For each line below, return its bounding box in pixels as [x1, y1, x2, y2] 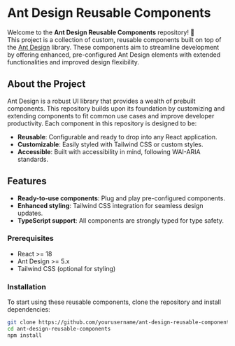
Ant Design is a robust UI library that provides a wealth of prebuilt [7, 97, 196, 105]
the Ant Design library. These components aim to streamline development [7, 43, 220, 51]
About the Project [7, 78, 86, 90]
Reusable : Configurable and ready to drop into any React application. [17, 132, 218, 141]
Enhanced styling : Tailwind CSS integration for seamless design [17, 201, 204, 209]
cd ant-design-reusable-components [7, 326, 111, 333]
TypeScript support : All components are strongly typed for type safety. [17, 216, 225, 225]
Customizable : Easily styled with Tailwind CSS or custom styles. [17, 140, 204, 148]
